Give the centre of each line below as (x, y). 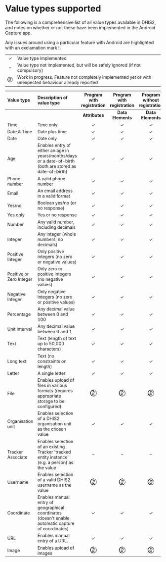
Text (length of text (57, 338)
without (151, 100)
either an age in (53, 151)
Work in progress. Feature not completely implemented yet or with (84, 77)
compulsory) (30, 70)
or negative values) (57, 262)
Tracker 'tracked (54, 452)
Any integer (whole (57, 234)
